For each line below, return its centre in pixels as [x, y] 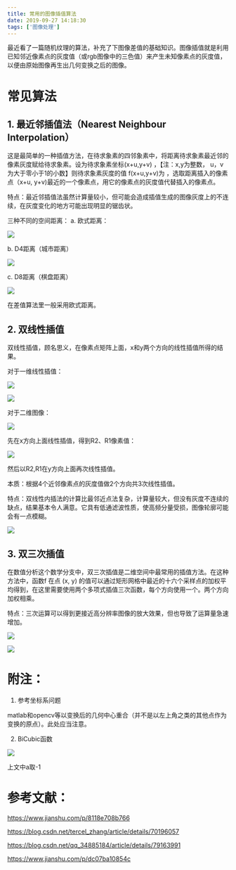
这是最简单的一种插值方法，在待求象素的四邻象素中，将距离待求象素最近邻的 [118, 156]
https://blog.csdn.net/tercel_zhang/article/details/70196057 [93, 831]
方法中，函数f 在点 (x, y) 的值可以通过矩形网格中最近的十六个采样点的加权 [114, 581]
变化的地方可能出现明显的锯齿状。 [87, 206]
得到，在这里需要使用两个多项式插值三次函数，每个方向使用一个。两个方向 [121, 590]
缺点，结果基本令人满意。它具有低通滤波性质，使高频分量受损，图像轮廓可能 [118, 507]
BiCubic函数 [35, 739]
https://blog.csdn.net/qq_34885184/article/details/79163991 [94, 845]
